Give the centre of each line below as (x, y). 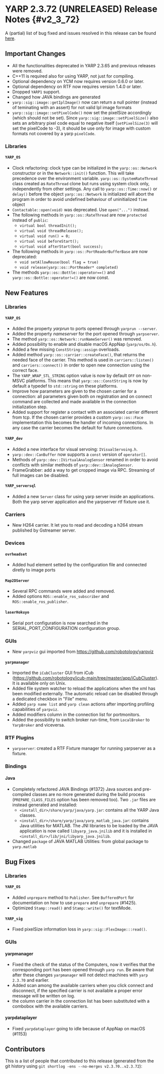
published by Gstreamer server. (44, 530)
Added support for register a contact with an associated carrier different (85, 412)
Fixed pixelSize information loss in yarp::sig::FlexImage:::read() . (80, 929)
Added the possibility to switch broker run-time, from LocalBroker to (81, 720)
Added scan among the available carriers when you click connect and (82, 986)
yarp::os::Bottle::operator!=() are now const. (60, 277)
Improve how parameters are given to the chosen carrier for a (74, 391)
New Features (27, 293)
